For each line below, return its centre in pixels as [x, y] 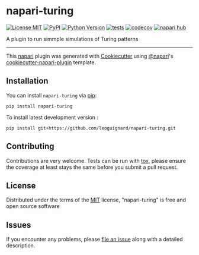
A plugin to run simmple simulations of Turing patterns [72, 39]
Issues [19, 225]
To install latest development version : [52, 117]
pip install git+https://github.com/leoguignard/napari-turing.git [91, 128]
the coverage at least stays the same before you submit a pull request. [92, 167]
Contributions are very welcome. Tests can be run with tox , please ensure [96, 160]
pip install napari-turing [39, 106]
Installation [27, 81]
